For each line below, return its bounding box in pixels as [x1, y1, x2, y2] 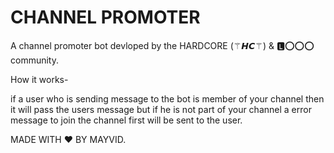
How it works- [10, 73, 69, 85]
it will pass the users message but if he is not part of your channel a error [10, 103, 312, 115]
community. [10, 54, 59, 66]
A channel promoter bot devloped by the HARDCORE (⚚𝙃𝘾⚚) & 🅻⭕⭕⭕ [10, 39, 315, 51]
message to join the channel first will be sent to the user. [10, 114, 243, 126]
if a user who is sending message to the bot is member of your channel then [10, 92, 325, 105]
